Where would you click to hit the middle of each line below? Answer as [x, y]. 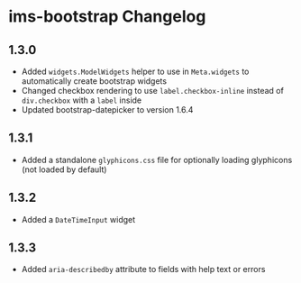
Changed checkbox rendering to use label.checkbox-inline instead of [153, 91]
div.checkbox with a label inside [82, 100]
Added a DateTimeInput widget [78, 219]
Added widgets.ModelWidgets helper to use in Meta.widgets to [135, 71]
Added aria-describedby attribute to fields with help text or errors [143, 269]
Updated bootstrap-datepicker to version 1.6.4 [107, 110]
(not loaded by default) [64, 169]
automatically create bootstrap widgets [94, 81]
